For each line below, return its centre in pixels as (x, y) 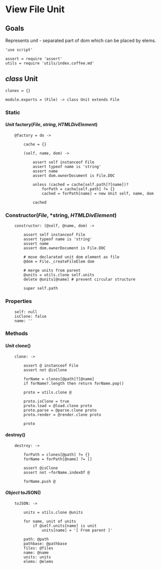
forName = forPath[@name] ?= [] (58, 459)
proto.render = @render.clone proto (62, 415)
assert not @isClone (45, 370)
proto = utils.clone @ (48, 392)
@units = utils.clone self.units (59, 275)
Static (13, 112)
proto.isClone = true (47, 401)
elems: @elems (38, 562)
